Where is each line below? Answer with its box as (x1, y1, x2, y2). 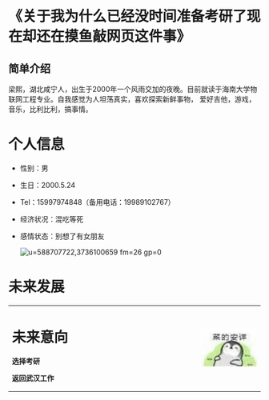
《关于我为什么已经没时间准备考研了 (8, 7, 247, 26)
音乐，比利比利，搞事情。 (8, 105, 93, 114)
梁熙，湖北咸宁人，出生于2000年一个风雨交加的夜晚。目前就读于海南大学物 (8, 85, 258, 94)
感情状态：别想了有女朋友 (19, 231, 105, 241)
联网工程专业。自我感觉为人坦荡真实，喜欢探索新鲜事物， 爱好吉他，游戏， (8, 94, 256, 104)
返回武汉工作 (11, 373, 54, 382)
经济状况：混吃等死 (19, 214, 84, 224)
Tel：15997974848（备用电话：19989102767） (19, 197, 175, 206)
